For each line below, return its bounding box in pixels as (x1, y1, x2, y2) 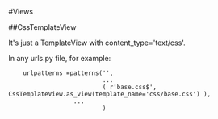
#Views (8, 7, 34, 16)
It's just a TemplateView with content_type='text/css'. (8, 38, 186, 47)
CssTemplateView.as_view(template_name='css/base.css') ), (8, 90, 212, 98)
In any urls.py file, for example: (8, 54, 111, 63)
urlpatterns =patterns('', (23, 69, 114, 77)
